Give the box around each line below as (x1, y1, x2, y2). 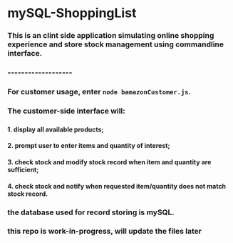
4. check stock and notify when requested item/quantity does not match (7, 182, 227, 190)
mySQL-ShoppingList (7, 5, 137, 21)
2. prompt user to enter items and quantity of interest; (7, 142, 170, 150)
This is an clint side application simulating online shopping (7, 31, 214, 41)
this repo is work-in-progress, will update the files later (7, 227, 202, 237)
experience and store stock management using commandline (7, 39, 224, 49)
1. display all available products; (7, 125, 104, 134)
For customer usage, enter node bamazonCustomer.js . (7, 86, 191, 96)
